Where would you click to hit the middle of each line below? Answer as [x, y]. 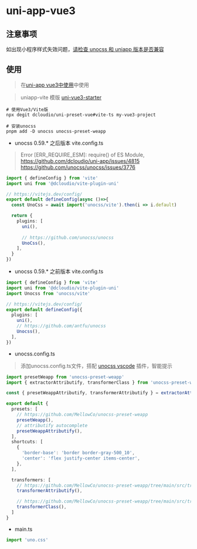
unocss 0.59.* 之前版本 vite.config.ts [59, 271]
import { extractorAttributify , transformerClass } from [77, 382]
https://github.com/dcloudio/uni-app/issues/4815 [80, 161]
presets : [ [25, 409]
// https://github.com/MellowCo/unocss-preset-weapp [82, 415]
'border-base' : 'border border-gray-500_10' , [78, 453]
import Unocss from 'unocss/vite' [48, 293]
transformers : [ [31, 480]
